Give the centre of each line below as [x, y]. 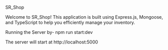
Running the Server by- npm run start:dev [49, 32]
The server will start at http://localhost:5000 [52, 42]
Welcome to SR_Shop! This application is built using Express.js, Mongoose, [84, 17]
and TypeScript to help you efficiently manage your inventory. [70, 22]
